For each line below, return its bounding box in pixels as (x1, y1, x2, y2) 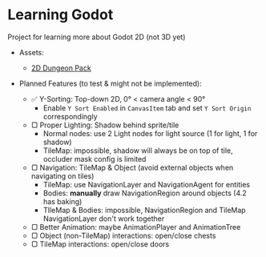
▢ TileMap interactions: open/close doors (30, 239, 170, 249)
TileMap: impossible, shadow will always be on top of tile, (42, 146, 233, 155)
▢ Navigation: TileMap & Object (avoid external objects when (30, 163, 234, 172)
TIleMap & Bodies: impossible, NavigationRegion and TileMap (42, 205, 246, 215)
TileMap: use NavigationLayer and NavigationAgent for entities (42, 179, 250, 189)
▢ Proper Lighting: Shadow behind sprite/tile (30, 120, 179, 130)
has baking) (42, 196, 83, 206)
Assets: (18, 47, 45, 57)
